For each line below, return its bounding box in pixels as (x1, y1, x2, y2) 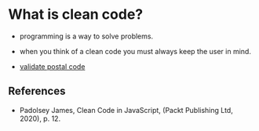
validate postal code (19, 61, 86, 71)
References (8, 85, 66, 98)
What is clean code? (8, 5, 144, 24)
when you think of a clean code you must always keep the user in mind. (19, 46, 251, 56)
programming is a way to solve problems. (19, 31, 154, 41)
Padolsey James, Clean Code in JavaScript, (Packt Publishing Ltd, (19, 105, 233, 115)
